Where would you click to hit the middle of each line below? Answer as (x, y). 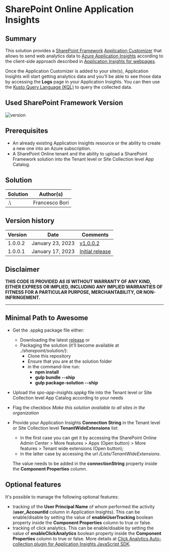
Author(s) (51, 194)
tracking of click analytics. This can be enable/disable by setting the (83, 528)
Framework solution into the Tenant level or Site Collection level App (83, 159)
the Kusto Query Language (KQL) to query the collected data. (69, 87)
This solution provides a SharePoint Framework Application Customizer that (83, 51)
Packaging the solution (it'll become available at (69, 345)
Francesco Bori (51, 203)
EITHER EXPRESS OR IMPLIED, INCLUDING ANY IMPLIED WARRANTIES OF (84, 287)
